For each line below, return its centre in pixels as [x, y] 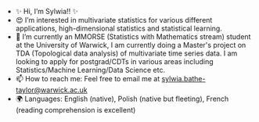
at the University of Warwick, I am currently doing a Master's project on [131, 45]
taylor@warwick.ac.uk [51, 90]
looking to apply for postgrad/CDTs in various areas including [114, 61]
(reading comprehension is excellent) [76, 110]
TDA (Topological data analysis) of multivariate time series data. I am [126, 53]
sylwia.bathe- [183, 79]
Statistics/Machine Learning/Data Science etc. [90, 70]
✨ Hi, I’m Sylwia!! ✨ [47, 11]
